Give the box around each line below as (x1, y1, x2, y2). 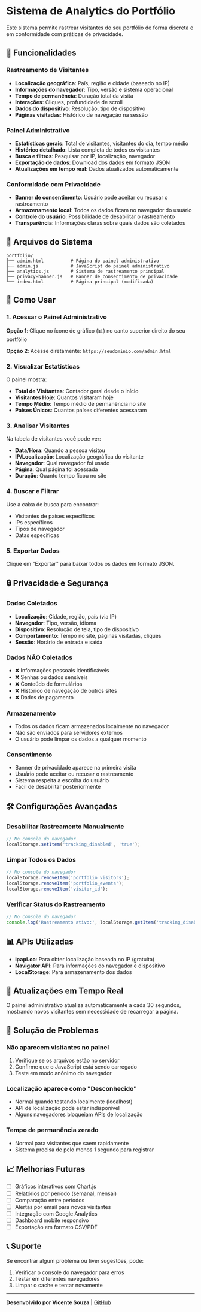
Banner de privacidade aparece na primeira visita (14, 764, 136, 771)
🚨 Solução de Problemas (6, 1025, 99, 1035)
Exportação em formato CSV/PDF (14, 1223, 98, 1230)
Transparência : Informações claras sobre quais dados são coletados (14, 219, 185, 227)
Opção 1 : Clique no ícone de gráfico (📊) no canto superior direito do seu (6, 327, 185, 334)
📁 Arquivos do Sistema (6, 237, 93, 247)
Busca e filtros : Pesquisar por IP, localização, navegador (14, 152, 156, 159)
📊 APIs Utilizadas (6, 937, 74, 947)
